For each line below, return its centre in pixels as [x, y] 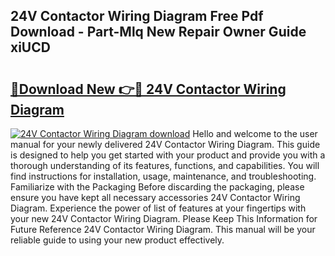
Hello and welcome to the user [255, 133]
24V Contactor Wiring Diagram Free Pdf [137, 16]
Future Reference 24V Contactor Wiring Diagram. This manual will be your [163, 229]
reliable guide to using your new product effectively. [117, 240]
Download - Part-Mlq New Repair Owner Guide [158, 32]
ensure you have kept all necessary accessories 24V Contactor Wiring [155, 197]
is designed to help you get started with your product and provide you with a [168, 155]
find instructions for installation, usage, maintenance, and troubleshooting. [163, 176]
